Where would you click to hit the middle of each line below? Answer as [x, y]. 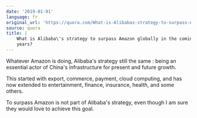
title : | [17, 33]
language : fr [22, 17]
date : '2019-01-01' [30, 11]
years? [25, 45]
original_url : [23, 22]
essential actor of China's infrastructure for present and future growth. [91, 67]
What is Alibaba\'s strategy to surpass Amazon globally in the [97, 39]
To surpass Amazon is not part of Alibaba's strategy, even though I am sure [97, 102]
